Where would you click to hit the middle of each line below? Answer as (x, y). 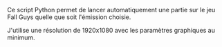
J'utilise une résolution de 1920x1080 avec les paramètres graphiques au (111, 30)
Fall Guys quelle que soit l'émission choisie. (69, 17)
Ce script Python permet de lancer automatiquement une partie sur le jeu (111, 10)
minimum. (21, 37)
